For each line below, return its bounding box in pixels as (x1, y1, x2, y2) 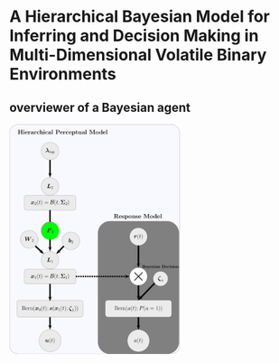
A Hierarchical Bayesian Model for (9, 6, 271, 27)
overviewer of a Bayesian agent (9, 99, 191, 115)
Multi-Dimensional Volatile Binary (9, 45, 267, 65)
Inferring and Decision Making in (9, 25, 259, 46)
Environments (9, 64, 117, 85)
